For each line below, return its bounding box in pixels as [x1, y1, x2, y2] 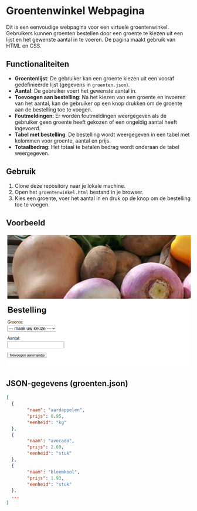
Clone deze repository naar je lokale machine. [14, 182, 126, 189]
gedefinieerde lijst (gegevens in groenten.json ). [14, 81, 130, 88]
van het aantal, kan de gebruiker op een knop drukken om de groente [14, 100, 183, 107]
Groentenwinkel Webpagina [6, 4, 145, 18]
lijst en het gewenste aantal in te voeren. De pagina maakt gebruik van [6, 36, 176, 43]
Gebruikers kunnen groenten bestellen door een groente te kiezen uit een [6, 29, 184, 36]
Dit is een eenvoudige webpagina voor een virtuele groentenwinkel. [6, 23, 169, 31]
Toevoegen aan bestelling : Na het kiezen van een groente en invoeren [14, 93, 186, 100]
